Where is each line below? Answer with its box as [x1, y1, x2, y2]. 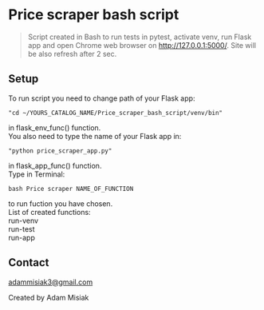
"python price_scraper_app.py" [8, 146, 112, 155]
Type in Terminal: [8, 169, 65, 179]
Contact [8, 256, 49, 269]
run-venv [8, 216, 38, 225]
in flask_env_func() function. [8, 122, 101, 133]
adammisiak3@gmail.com [8, 277, 93, 287]
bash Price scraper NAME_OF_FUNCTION [8, 185, 134, 193]
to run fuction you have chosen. [8, 198, 113, 209]
